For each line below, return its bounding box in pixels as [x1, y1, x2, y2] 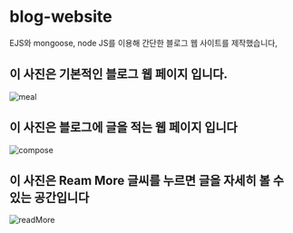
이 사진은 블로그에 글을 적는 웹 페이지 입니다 [9, 120, 238, 135]
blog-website [9, 6, 112, 27]
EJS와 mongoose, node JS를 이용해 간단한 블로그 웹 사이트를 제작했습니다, [9, 37, 278, 48]
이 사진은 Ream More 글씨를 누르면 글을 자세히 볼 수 [9, 172, 284, 188]
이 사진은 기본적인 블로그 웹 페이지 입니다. [9, 66, 229, 83]
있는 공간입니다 [9, 189, 90, 205]
